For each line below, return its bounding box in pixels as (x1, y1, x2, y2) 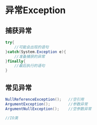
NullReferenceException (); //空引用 (5, 97, 84, 102)
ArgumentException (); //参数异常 (5, 101, 88, 106)
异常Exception (5, 5, 66, 16)
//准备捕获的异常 (14, 54, 45, 59)
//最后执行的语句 (14, 64, 45, 69)
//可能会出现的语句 (14, 44, 49, 49)
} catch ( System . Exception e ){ (5, 49, 66, 54)
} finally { (5, 58, 26, 64)
